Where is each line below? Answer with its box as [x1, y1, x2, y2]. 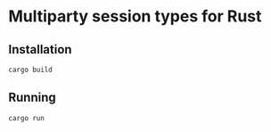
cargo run [8, 113, 45, 122]
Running [8, 90, 57, 105]
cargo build [8, 65, 53, 74]
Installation [8, 42, 72, 57]
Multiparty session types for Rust [8, 6, 262, 27]
